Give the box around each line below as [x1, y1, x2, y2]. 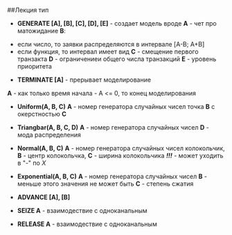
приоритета [17, 62, 52, 70]
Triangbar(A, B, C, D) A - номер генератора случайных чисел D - [17, 123, 209, 131]
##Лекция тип [7, 6, 49, 14]
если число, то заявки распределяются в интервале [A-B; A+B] [17, 40, 205, 48]
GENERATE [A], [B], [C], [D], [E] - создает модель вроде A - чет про [17, 19, 217, 27]
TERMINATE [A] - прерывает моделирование [17, 76, 151, 84]
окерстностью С [17, 110, 67, 118]
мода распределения [17, 131, 81, 139]
